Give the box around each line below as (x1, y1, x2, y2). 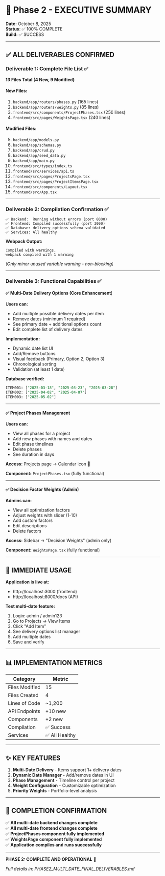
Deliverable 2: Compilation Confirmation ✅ (5, 206, 109, 212)
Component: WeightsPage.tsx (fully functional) (5, 547, 100, 553)
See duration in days (12, 452, 54, 457)
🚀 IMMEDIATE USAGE (5, 566, 72, 574)
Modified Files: (5, 125, 37, 132)
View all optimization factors (12, 507, 70, 513)
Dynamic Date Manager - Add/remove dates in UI (12, 772, 114, 778)
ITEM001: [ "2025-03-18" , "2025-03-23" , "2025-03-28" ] (5, 386, 118, 391)
